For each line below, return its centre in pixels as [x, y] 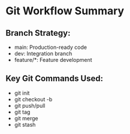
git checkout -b [33, 99]
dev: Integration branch [43, 54]
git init [22, 93]
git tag [22, 112]
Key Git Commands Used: [55, 79]
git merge [26, 118]
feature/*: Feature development [53, 60]
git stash [25, 124]
